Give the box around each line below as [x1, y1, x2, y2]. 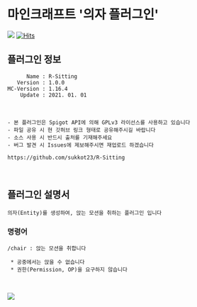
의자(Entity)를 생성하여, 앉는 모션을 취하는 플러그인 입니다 [7, 209, 162, 216]
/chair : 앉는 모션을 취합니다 [7, 245, 86, 252]
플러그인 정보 [7, 54, 62, 66]
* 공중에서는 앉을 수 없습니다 [10, 258, 85, 266]
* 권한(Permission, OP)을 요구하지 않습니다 [10, 266, 128, 273]
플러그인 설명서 [7, 189, 70, 201]
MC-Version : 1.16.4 [7, 85, 69, 92]
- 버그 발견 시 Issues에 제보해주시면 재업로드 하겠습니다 [7, 141, 154, 149]
